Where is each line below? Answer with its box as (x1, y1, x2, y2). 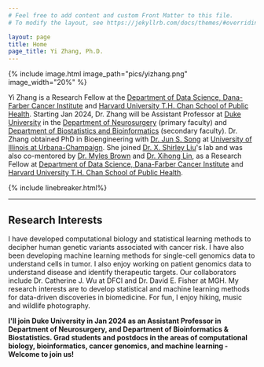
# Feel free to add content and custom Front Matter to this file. (8, 11, 234, 20)
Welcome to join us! (8, 349, 75, 358)
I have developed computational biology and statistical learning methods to (8, 233, 251, 244)
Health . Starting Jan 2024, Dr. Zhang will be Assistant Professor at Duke (8, 109, 241, 119)
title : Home (8, 40, 47, 48)
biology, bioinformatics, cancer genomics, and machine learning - (8, 341, 229, 350)
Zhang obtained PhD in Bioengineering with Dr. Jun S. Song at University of (8, 134, 253, 144)
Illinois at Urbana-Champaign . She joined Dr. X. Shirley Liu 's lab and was (8, 143, 244, 152)
